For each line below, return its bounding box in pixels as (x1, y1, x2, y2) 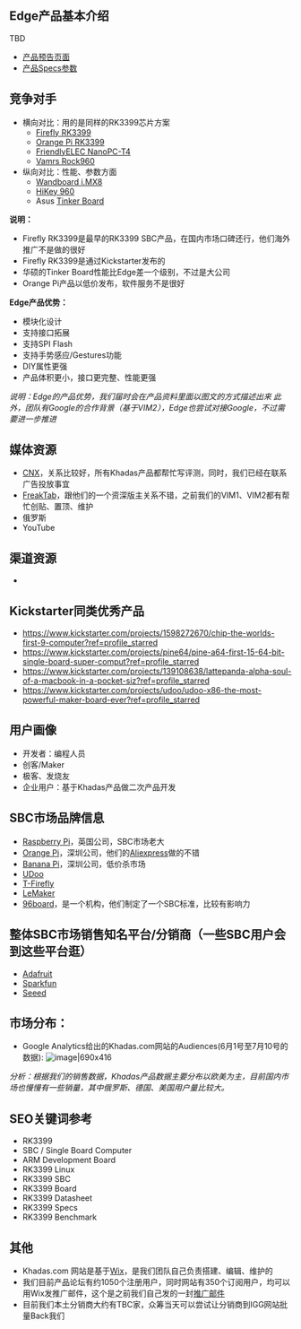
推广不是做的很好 (21, 244, 86, 255)
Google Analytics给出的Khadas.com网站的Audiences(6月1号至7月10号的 (21, 1041, 288, 1052)
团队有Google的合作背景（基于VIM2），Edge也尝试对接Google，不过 (24, 402, 278, 413)
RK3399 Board (21, 1183, 77, 1194)
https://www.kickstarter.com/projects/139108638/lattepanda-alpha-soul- (21, 666, 292, 677)
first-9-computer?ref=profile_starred (21, 638, 159, 648)
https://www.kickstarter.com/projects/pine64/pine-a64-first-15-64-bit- (21, 647, 285, 657)
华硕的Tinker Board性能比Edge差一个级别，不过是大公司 (21, 266, 231, 277)
